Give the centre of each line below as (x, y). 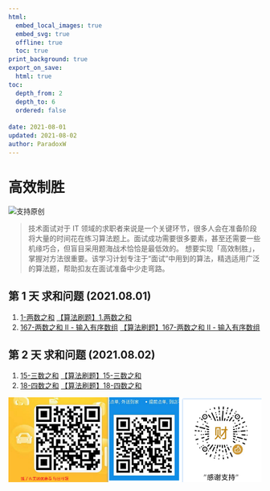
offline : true (39, 43)
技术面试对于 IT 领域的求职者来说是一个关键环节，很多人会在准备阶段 (142, 228)
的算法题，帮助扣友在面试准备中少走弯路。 (98, 268)
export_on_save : (35, 68)
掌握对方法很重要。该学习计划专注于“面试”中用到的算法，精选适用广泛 (144, 258)
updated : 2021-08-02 (43, 136)
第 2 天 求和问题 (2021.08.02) (82, 355)
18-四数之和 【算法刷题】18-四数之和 (81, 386)
